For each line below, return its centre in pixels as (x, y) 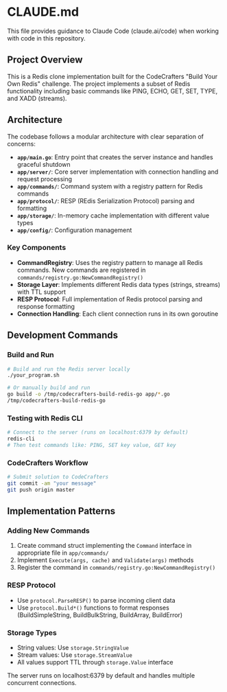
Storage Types (32, 632)
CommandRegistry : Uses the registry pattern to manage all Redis (110, 262)
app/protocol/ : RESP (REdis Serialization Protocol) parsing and (106, 200)
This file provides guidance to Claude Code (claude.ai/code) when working (113, 31)
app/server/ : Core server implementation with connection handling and (118, 172)
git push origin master (41, 489)
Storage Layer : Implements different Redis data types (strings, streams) (119, 284)
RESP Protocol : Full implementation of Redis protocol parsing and (110, 299)
